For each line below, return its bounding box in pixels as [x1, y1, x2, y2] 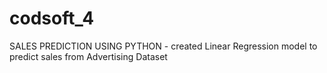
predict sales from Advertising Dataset [9, 50, 168, 62]
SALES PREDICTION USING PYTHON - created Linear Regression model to [9, 40, 318, 52]
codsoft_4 [9, 7, 95, 30]
